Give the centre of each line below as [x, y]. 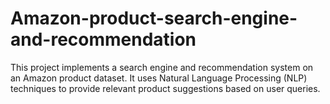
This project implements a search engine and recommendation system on [162, 67]
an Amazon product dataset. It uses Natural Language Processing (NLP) [159, 78]
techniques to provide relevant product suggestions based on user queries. [165, 88]
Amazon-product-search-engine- [154, 18]
